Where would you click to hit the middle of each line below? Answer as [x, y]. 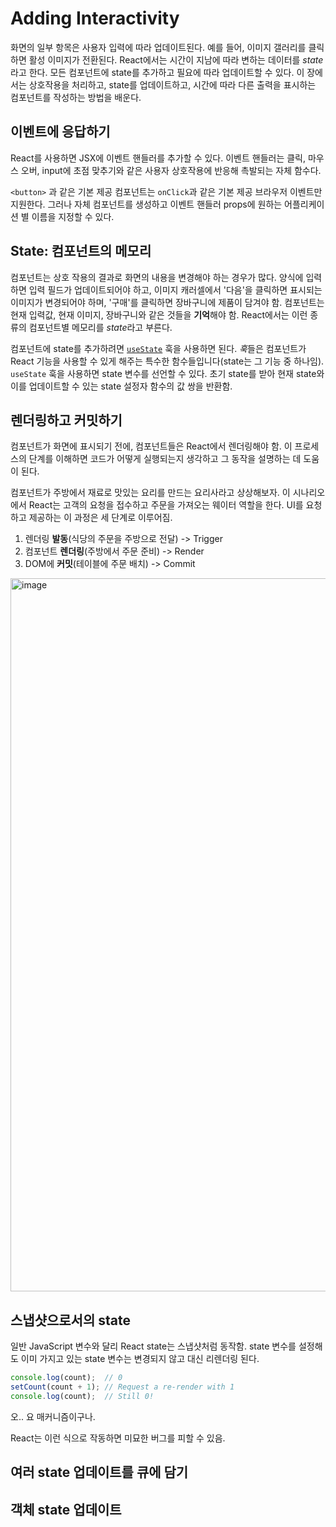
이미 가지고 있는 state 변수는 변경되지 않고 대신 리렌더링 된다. [140, 1359]
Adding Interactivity [95, 18]
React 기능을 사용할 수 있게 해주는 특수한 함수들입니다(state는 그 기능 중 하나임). [167, 361]
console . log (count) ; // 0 [66, 1378]
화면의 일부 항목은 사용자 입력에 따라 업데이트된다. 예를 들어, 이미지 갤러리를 [158, 47]
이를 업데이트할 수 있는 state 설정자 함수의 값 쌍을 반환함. [121, 386]
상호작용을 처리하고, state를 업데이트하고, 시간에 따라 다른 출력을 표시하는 [172, 84]
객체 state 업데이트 [66, 1509]
